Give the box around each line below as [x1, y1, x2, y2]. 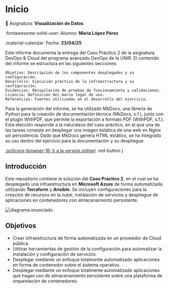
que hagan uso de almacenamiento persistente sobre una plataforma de [12, 272, 162, 278]
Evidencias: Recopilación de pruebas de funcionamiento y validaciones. [5, 87, 161, 93]
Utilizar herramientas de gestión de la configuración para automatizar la [12, 246, 162, 252]
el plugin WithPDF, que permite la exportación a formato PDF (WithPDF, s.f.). [5, 116, 164, 122]
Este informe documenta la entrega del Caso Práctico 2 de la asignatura [5, 50, 155, 56]
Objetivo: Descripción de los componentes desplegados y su [5, 70, 135, 75]
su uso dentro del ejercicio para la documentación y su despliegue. [5, 137, 145, 143]
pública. [12, 240, 30, 246]
